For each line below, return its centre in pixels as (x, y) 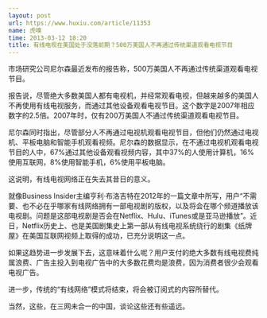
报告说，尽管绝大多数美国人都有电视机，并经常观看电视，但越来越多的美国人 (133, 95)
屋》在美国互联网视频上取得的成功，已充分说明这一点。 (99, 236)
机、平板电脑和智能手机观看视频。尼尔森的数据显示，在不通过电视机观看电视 (133, 142)
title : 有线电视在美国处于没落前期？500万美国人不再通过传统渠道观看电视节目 (121, 45)
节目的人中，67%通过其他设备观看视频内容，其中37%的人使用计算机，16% (131, 153)
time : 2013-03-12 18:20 (48, 38)
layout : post (30, 16)
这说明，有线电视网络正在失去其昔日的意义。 (81, 179)
